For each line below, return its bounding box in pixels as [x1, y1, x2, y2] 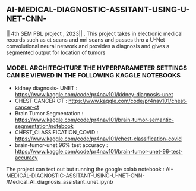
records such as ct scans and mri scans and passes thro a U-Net [6, 36, 165, 43]
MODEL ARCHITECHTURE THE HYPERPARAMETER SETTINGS [6, 64, 188, 72]
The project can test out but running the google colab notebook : [6, 166, 165, 173]
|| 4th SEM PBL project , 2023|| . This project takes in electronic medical [6, 30, 183, 37]
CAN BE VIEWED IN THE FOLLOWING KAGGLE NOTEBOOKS [6, 71, 181, 79]
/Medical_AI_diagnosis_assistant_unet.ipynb [6, 179, 113, 186]
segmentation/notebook [14, 123, 74, 130]
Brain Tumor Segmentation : [14, 110, 84, 117]
